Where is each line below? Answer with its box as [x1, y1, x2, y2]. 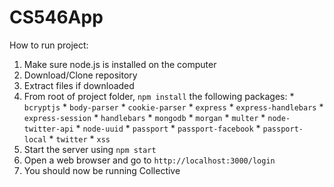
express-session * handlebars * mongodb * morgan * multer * [23, 111, 266, 123]
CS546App [9, 6, 104, 29]
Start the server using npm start [23, 143, 157, 155]
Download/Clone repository [23, 69, 138, 81]
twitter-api [23, 124, 74, 134]
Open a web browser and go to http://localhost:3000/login [23, 154, 276, 166]
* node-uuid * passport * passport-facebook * [75, 122, 261, 134]
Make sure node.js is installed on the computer [23, 58, 217, 70]
